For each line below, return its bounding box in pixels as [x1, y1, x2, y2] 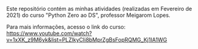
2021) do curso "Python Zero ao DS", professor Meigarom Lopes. [6, 11, 170, 19]
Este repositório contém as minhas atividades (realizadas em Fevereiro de [6, 5, 193, 12]
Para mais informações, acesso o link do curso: [6, 24, 126, 30]
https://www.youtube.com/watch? [6, 30, 92, 37]
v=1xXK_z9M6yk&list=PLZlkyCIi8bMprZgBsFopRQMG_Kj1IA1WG [6, 36, 167, 43]
